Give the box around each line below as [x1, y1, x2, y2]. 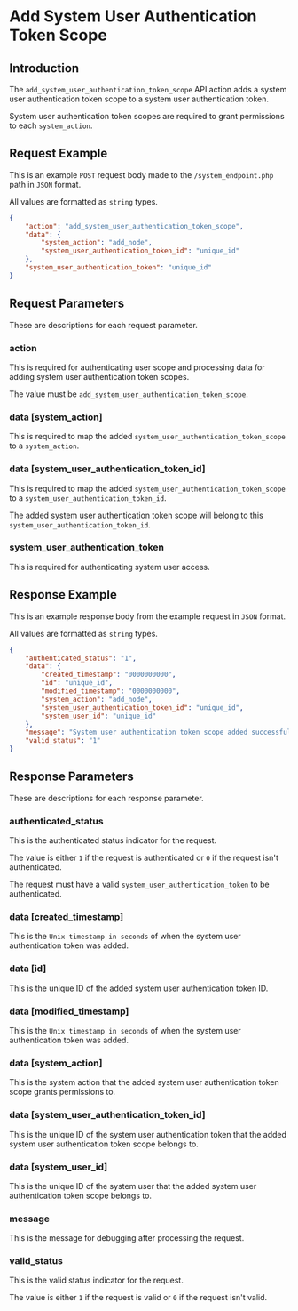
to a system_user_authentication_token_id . [9, 492, 167, 503]
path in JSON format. [9, 179, 82, 189]
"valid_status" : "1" [25, 736, 101, 745]
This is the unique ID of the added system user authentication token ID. [9, 983, 269, 993]
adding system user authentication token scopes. [9, 371, 190, 382]
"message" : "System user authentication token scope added [25, 728, 248, 737]
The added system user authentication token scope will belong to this [9, 510, 263, 520]
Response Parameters [9, 769, 135, 784]
